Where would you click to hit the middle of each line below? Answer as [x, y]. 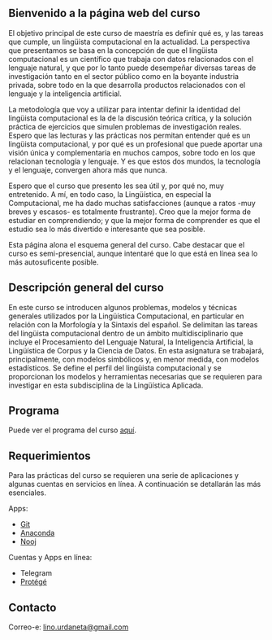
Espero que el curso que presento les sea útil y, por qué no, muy [117, 186]
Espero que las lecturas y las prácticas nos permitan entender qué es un [130, 135]
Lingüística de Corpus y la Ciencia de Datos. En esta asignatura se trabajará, [136, 350]
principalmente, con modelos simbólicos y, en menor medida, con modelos [134, 359]
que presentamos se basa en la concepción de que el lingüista [113, 50]
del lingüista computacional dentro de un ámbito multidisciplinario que [126, 333]
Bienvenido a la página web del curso [104, 13]
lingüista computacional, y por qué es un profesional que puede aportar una [136, 144]
